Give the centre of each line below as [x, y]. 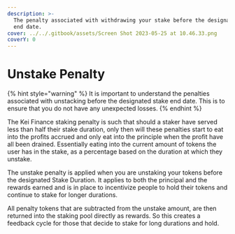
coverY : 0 [22, 40]
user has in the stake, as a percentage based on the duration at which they [115, 152]
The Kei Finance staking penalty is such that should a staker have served [113, 122]
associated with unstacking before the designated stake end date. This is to [116, 101]
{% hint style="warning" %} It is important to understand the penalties [108, 94]
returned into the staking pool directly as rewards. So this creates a [104, 216]
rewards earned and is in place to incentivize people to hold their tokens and [117, 188]
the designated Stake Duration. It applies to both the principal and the [107, 180]
